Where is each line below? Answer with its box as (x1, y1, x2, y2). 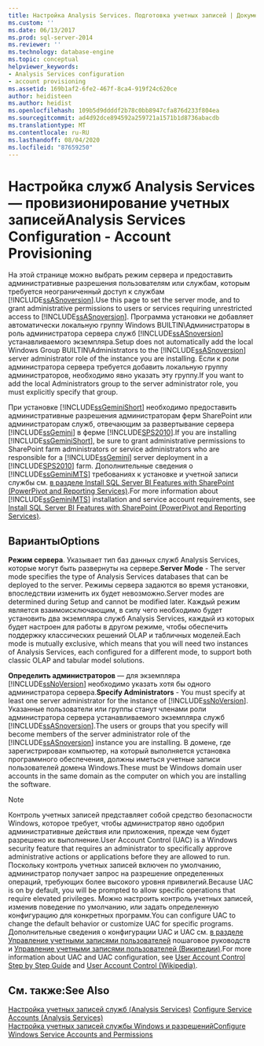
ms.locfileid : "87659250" (8, 143, 93, 151)
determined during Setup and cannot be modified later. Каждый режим (8, 597, 240, 606)
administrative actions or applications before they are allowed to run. (8, 852, 230, 862)
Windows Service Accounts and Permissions (8, 1029, 153, 1039)
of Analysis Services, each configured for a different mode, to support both (8, 647, 252, 657)
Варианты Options (8, 534, 100, 547)
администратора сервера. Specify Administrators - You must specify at (8, 688, 246, 697)
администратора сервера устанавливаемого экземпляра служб (8, 713, 225, 722)
